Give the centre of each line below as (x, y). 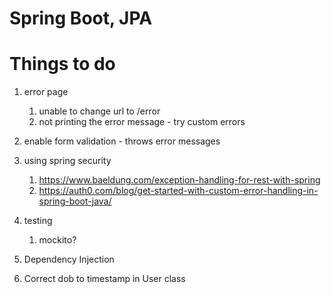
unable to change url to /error (99, 111)
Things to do (62, 64)
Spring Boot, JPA (81, 18)
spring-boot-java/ (75, 201)
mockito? (57, 240)
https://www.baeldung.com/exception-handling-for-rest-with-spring (179, 180)
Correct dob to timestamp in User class (104, 279)
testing (38, 221)
